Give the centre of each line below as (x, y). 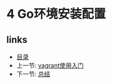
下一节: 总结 (33, 74)
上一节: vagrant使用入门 (50, 65)
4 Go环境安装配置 (56, 14)
